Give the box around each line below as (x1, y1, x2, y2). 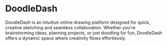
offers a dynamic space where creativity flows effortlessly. (5, 35, 126, 41)
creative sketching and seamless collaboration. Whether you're (5, 24, 136, 30)
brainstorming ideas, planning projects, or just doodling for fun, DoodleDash (5, 30, 162, 36)
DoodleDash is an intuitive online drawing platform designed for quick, (5, 19, 150, 25)
